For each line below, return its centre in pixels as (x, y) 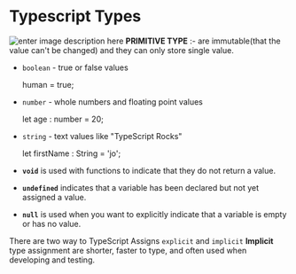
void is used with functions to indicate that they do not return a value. (149, 170)
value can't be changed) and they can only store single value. (122, 50)
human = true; (48, 84)
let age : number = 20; (62, 119)
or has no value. (51, 223)
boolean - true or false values (75, 67)
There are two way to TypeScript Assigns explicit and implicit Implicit (141, 240)
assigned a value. (54, 197)
